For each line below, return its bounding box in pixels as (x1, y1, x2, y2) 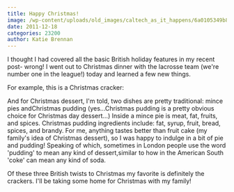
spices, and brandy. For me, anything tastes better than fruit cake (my (7, 127, 208, 135)
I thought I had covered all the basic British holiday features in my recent (7, 55, 215, 63)
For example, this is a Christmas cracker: (7, 83, 124, 92)
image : (7, 17, 26, 24)
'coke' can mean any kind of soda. (7, 156, 107, 164)
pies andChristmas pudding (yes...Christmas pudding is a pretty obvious (7, 104, 214, 113)
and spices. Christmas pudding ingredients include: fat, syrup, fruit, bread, (7, 119, 221, 127)
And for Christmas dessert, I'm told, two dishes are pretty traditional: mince (7, 97, 224, 105)
